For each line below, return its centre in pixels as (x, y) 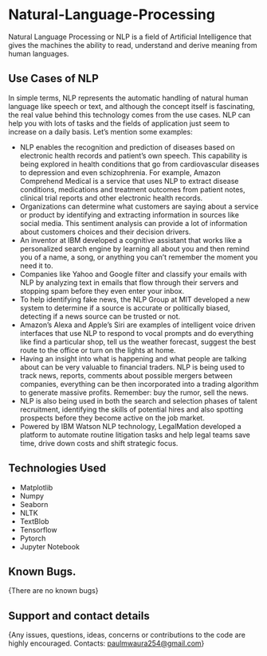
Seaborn (34, 504)
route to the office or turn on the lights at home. (98, 350)
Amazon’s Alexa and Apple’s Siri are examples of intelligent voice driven (137, 325)
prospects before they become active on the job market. (112, 418)
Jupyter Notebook (49, 546)
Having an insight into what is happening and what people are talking (133, 358)
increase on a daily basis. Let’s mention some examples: (100, 131)
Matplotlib (36, 487)
